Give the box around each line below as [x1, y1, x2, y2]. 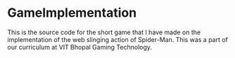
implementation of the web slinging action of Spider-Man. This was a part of [7, 35, 229, 43]
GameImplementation [7, 5, 137, 21]
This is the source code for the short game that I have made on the [7, 28, 201, 36]
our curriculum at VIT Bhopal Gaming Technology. [7, 43, 153, 51]
